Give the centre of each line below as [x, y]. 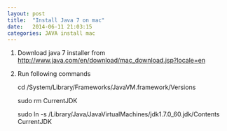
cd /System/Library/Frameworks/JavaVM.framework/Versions [106, 87]
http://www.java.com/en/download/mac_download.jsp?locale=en [111, 61]
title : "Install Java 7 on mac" [56, 20]
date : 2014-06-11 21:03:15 [50, 26]
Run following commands [54, 74]
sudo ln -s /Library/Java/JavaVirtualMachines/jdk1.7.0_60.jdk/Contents [118, 114]
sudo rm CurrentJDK [47, 101]
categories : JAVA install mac [51, 33]
